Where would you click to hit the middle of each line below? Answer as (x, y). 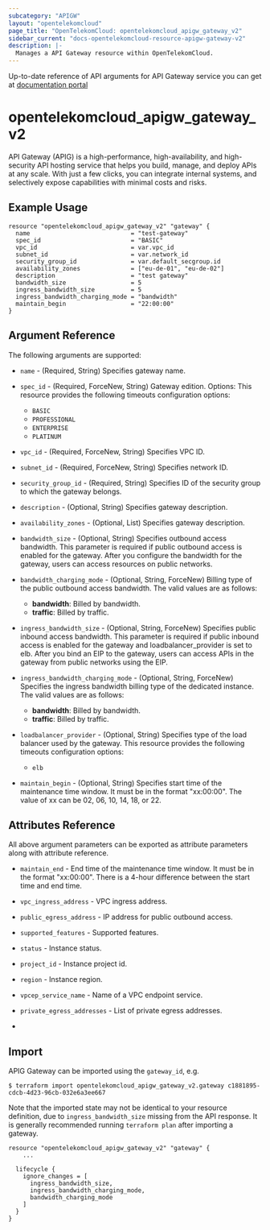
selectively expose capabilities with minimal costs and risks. (108, 182)
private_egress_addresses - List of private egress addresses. (121, 1011)
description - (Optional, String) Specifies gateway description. (124, 507)
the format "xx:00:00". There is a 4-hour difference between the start (135, 877)
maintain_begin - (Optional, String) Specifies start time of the (121, 783)
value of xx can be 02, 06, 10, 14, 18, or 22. (91, 800)
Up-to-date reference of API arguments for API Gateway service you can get (135, 76)
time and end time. (51, 886)
